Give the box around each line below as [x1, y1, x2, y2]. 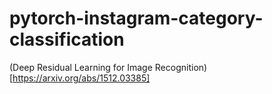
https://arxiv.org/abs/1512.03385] [12, 72, 151, 84]
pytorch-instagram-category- [9, 7, 264, 30]
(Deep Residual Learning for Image [9, 61, 153, 73]
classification [9, 28, 125, 51]
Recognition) [154, 61, 208, 73]
